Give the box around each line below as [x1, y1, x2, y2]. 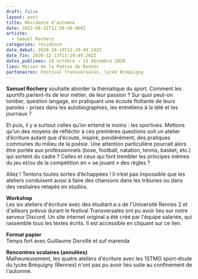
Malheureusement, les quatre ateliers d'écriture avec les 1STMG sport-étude [6, 255, 192, 262]
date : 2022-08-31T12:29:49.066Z [6, 25, 86, 31]
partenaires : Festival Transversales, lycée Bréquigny [6, 69, 144, 75]
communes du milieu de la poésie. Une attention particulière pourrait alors [6, 140, 187, 147]
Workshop [6, 195, 33, 202]
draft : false [6, 8, 38, 15]
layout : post [6, 14, 38, 20]
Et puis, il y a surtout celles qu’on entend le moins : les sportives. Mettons [6, 122, 185, 129]
